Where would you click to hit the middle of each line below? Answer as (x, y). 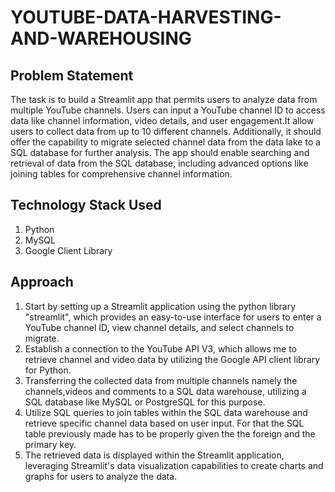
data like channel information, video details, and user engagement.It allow (162, 120)
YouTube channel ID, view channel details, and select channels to (159, 327)
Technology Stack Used (86, 205)
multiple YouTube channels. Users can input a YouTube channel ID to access (168, 110)
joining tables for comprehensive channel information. (121, 174)
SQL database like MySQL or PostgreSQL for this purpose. (145, 402)
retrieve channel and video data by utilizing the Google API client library (172, 359)
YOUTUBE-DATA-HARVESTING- (146, 17)
